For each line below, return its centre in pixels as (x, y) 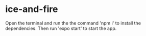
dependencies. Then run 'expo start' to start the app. (61, 28)
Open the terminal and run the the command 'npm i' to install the (73, 23)
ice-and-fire (32, 9)
